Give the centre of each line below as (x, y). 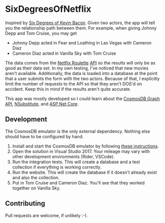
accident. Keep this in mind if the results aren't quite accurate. (68, 89)
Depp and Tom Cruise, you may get (41, 33)
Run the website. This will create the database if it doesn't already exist (84, 172)
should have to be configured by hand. (44, 136)
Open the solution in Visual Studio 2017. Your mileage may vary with (81, 151)
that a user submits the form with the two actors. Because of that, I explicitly (82, 78)
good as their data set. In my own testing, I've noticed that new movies (77, 68)
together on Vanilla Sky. (36, 188)
